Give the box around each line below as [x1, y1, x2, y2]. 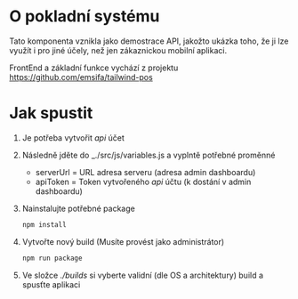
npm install [21, 220, 67, 229]
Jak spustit [9, 103, 93, 124]
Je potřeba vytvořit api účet [21, 132, 125, 143]
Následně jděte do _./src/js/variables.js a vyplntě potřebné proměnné [21, 149, 276, 160]
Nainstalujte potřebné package [21, 203, 135, 214]
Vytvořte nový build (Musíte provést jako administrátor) [21, 236, 225, 246]
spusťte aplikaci [21, 279, 81, 290]
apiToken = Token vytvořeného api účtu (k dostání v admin [35, 176, 252, 187]
